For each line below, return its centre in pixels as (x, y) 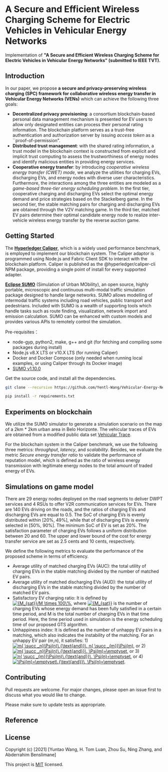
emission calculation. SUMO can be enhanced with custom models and (78, 316)
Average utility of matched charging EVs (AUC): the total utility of (79, 566)
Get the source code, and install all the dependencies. (61, 378)
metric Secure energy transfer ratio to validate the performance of (73, 455)
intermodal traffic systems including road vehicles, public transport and (79, 300)
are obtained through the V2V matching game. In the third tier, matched (86, 209)
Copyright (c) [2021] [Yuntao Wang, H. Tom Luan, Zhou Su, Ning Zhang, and (84, 749)
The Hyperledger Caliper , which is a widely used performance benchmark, (83, 248)
